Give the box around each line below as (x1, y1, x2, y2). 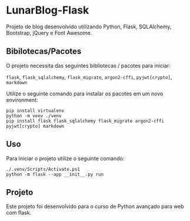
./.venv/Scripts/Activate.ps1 (6, 166, 81, 172)
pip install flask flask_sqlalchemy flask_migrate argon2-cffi (6, 118, 165, 124)
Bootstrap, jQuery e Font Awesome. (6, 29, 92, 36)
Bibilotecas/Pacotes (6, 47, 82, 57)
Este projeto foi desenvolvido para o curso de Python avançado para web (6, 203, 184, 210)
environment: (6, 96, 38, 103)
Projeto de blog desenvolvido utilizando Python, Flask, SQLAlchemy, (6, 23, 172, 30)
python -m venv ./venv (6, 113, 62, 118)
